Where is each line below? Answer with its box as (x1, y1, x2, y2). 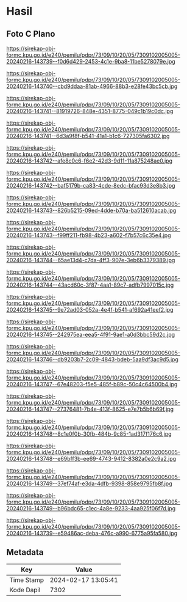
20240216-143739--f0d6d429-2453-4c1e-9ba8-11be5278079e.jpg (6, 58, 175, 65)
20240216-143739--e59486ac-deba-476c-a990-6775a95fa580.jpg (6, 530, 178, 537)
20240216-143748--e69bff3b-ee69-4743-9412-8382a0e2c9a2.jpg (6, 455, 177, 462)
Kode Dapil (9, 585, 41, 594)
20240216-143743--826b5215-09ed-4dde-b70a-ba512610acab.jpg (6, 207, 177, 214)
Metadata (6, 547, 44, 557)
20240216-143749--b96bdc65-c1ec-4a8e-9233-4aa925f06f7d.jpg (6, 505, 176, 512)
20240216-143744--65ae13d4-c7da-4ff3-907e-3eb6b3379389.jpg (6, 257, 175, 263)
